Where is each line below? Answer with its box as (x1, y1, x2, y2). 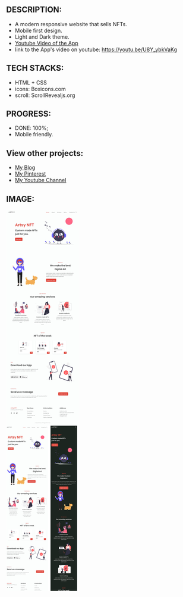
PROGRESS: (6, 109, 52, 119)
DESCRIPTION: (6, 5, 62, 15)
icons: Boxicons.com (14, 85, 67, 92)
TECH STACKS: (6, 63, 64, 73)
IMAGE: (6, 193, 34, 204)
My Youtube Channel (14, 177, 67, 184)
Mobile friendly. (14, 131, 53, 138)
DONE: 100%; (14, 124, 49, 132)
